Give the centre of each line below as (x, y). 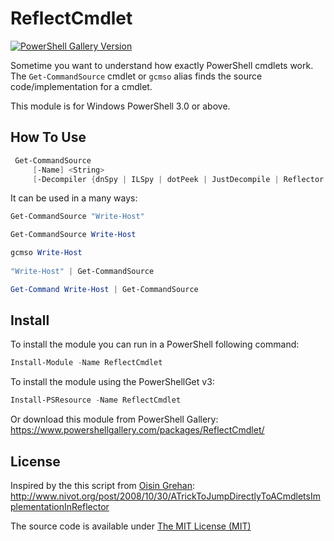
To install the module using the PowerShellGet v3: (112, 382)
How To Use (48, 137)
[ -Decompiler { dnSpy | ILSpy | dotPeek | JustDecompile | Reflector (178, 179)
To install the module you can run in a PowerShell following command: (155, 344)
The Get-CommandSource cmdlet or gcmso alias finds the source (136, 76)
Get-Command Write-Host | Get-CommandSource (104, 289)
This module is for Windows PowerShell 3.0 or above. (120, 106)
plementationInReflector (60, 506)
